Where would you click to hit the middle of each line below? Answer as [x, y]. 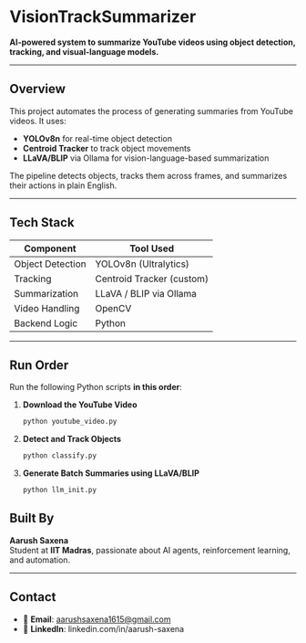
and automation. [40, 560]
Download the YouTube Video [80, 405]
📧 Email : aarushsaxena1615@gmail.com [97, 619]
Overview [38, 89]
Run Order [39, 365]
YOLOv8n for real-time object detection [97, 138]
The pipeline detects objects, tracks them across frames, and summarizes [148, 175]
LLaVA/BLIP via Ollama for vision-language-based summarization [146, 158]
